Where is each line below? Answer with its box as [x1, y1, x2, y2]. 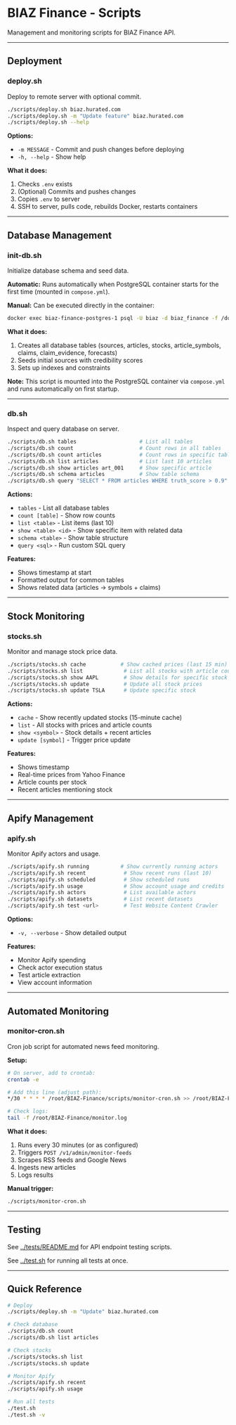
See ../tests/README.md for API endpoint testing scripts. [7, 1242, 172, 1251]
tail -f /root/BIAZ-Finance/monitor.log [7, 1114, 128, 1122]
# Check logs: [7, 1108, 49, 1115]
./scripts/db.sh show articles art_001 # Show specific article [7, 464, 212, 472]
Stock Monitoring [7, 610, 85, 622]
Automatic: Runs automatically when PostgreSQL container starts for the [7, 280, 219, 288]
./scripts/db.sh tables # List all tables [7, 438, 193, 446]
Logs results [17, 1171, 54, 1179]
